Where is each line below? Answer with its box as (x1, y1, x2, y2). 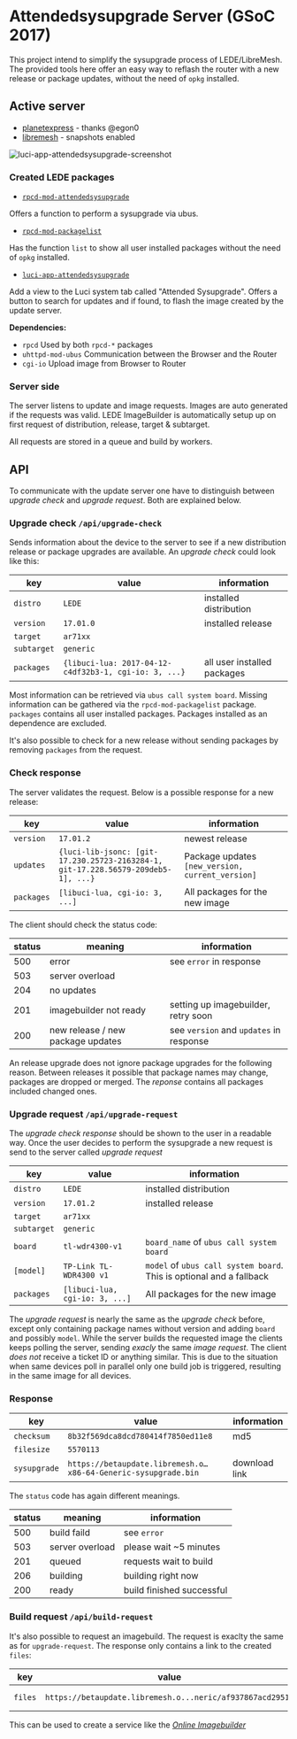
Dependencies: (9, 322, 67, 333)
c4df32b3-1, (63, 667, 113, 677)
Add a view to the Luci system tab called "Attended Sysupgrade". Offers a (9, 286, 278, 298)
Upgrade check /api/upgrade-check (9, 517, 162, 529)
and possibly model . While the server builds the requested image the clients (9, 1333, 283, 1343)
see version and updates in (169, 1024, 281, 1036)
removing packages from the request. (9, 745, 143, 755)
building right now (123, 1570, 199, 1582)
